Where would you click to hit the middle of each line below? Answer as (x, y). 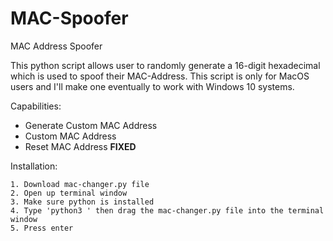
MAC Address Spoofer (56, 46)
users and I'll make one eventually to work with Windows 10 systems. (152, 86)
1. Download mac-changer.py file (80, 184)
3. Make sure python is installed (82, 202)
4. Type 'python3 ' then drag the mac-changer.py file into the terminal (167, 210)
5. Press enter (42, 228)
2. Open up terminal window (69, 193)
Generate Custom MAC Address (91, 125)
